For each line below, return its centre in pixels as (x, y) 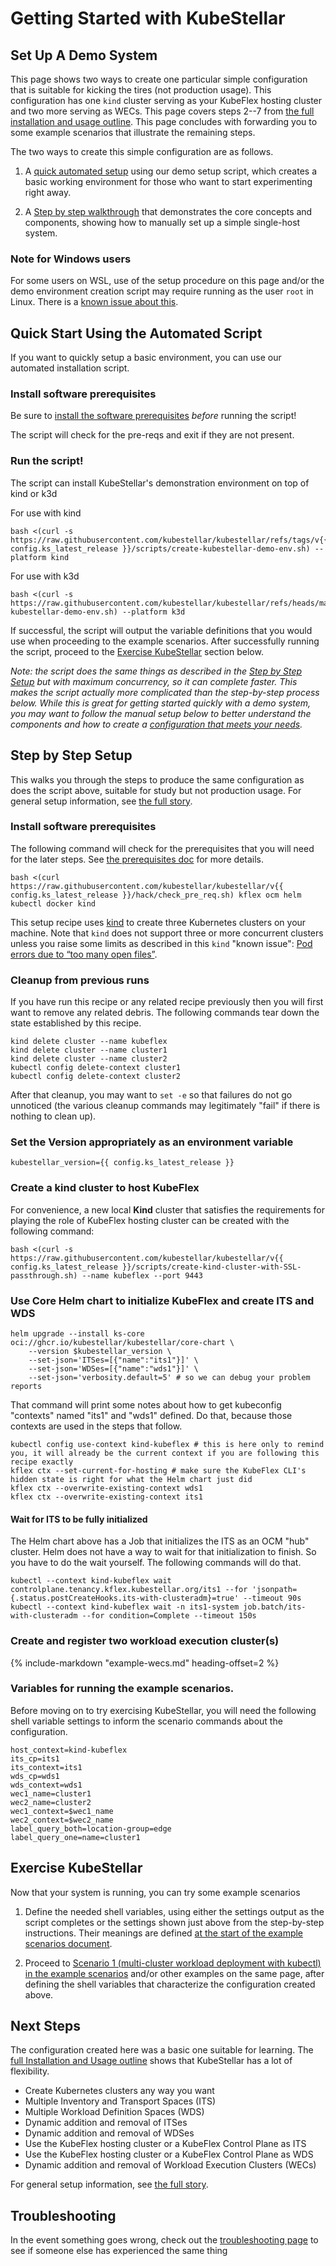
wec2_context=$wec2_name (62, 1820)
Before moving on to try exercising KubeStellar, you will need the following (163, 1710)
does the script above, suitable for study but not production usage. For (156, 790)
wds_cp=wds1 (35, 1776)
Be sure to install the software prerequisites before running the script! (153, 416)
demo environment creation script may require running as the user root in (162, 291)
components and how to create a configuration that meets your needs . (156, 724)
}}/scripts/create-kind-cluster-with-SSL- (211, 1267)
